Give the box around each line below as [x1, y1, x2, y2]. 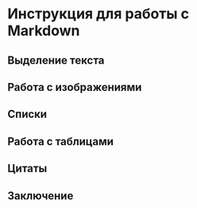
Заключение [7, 189, 74, 202]
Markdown [7, 22, 80, 40]
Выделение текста [7, 53, 105, 67]
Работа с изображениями [7, 80, 142, 94]
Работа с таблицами [7, 135, 114, 148]
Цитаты [7, 162, 48, 175]
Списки [7, 108, 48, 121]
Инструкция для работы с [7, 5, 190, 23]
